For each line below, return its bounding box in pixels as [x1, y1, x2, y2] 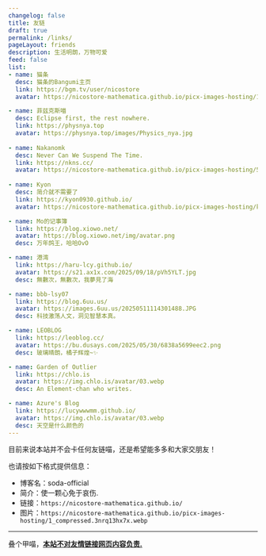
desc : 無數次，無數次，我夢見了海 [15, 275, 113, 284]
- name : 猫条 [8, 71, 49, 79]
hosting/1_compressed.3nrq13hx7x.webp [19, 516, 148, 524]
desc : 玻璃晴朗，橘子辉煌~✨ [15, 348, 99, 357]
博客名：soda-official [19, 477, 89, 488]
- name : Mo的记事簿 [8, 217, 68, 225]
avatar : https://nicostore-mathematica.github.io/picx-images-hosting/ [15, 203, 257, 211]
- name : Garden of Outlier [8, 362, 97, 371]
